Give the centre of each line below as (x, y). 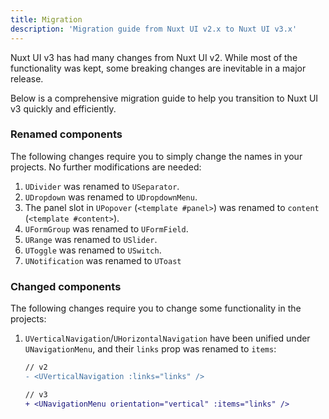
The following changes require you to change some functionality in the (156, 308)
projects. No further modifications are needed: (106, 167)
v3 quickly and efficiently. (63, 108)
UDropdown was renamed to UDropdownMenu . (111, 197)
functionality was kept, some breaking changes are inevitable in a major (158, 68)
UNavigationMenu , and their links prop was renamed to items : (150, 349)
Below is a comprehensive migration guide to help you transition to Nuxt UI (164, 98)
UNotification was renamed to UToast (103, 260)
